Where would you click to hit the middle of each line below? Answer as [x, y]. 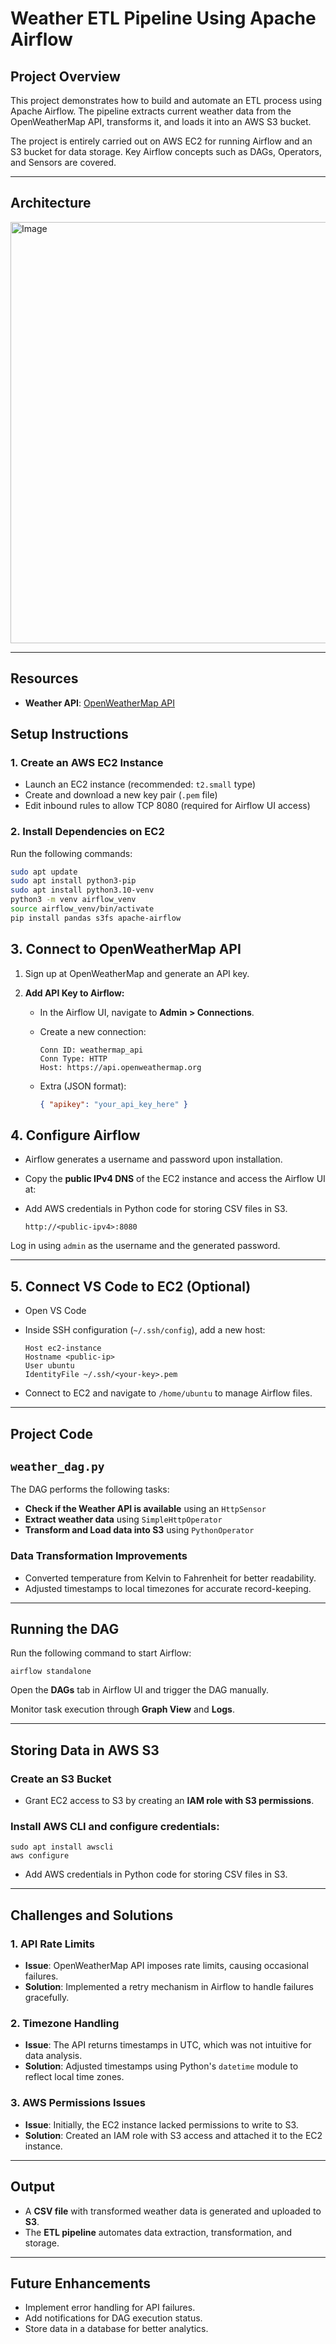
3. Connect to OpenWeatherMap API [126, 949]
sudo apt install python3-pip [73, 881]
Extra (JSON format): [83, 1086]
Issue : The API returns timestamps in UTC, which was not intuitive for [168, 2045]
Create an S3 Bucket [61, 1779]
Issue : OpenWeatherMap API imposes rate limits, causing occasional [166, 1966]
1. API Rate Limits [52, 1944]
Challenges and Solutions [92, 1915]
